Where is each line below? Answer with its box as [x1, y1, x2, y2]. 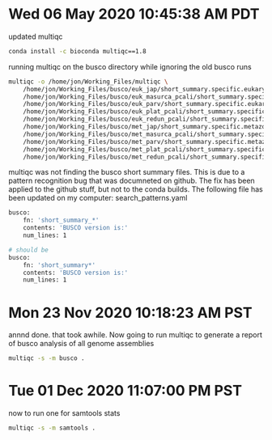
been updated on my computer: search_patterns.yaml [8, 193, 188, 203]
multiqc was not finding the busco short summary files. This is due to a [8, 167, 245, 177]
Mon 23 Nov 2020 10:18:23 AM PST [8, 303, 253, 322]
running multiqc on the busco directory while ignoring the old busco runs [8, 61, 253, 71]
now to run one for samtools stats [8, 408, 121, 418]
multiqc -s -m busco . [8, 354, 85, 362]
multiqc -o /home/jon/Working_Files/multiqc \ [8, 78, 168, 86]
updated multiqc [8, 32, 63, 41]
